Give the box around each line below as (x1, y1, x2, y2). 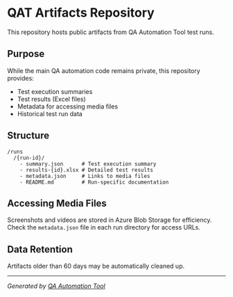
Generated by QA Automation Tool (7, 282, 105, 290)
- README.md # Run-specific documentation (19, 179, 169, 186)
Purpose (7, 48, 45, 60)
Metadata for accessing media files (17, 102, 119, 111)
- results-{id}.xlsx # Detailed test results (19, 166, 154, 173)
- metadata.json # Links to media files (19, 172, 150, 179)
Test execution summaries (17, 87, 93, 95)
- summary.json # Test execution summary (19, 160, 157, 168)
